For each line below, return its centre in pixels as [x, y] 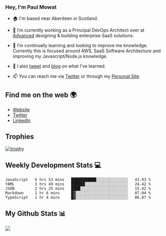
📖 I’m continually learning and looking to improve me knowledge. [80, 46]
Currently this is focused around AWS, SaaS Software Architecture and [87, 51]
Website [21, 110]
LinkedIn [22, 121]
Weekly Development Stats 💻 [53, 166]
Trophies [20, 137]
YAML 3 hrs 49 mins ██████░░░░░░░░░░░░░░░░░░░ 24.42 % [78, 184]
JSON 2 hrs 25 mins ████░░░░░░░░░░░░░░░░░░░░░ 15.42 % [78, 188]
